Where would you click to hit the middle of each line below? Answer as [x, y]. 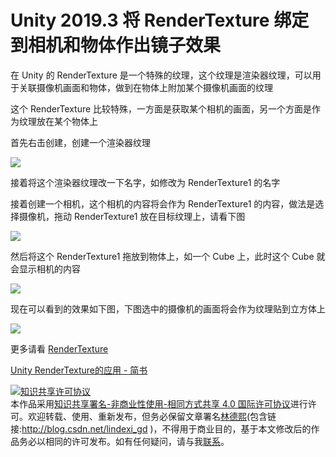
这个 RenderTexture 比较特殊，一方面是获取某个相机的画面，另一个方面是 [161, 108]
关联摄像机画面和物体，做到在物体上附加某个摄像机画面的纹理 [145, 87]
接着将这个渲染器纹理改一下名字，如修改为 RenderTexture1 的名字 [145, 182]
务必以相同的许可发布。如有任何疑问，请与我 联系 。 [124, 441]
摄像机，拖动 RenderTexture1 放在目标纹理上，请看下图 [132, 216]
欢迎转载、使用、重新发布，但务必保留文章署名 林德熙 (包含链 [152, 416]
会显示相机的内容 [45, 268]
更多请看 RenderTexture [59, 348]
